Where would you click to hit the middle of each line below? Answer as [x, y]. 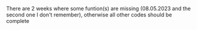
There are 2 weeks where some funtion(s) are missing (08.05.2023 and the [98, 9]
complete [18, 21]
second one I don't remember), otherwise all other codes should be [89, 15]
